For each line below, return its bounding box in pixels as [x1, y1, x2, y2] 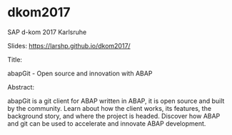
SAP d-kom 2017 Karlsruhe [7, 28, 87, 36]
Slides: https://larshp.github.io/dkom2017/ [7, 41, 131, 50]
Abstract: [7, 82, 34, 91]
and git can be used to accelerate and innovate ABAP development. [7, 119, 206, 128]
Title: [7, 55, 23, 64]
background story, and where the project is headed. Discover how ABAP [7, 112, 221, 120]
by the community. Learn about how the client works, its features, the [7, 104, 212, 112]
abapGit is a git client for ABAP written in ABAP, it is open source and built [7, 97, 225, 105]
